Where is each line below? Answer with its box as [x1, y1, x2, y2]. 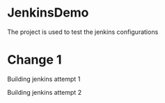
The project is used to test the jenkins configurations [7, 28, 159, 36]
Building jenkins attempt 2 [7, 88, 82, 96]
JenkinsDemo [7, 5, 89, 21]
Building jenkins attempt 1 [7, 75, 81, 83]
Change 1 [7, 52, 62, 68]
